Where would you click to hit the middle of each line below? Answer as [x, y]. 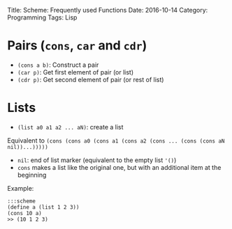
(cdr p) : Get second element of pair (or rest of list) [90, 79]
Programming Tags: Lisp [42, 17]
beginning [32, 175]
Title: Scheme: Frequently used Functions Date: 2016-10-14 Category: [108, 10]
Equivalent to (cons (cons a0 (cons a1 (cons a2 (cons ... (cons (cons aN [116, 140]
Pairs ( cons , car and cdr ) [77, 46]
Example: [21, 188]
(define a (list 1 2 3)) [43, 207]
